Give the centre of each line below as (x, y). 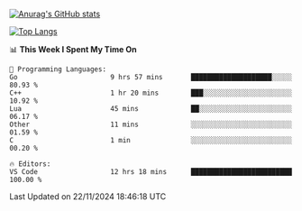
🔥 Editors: (30, 164)
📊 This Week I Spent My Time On (73, 49)
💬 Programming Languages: (58, 69)
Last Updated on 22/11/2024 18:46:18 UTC (88, 197)
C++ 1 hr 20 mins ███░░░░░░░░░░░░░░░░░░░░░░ (151, 93)
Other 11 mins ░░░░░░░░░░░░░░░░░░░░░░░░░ (151, 124)
